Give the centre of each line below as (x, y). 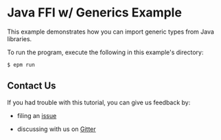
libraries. (20, 38)
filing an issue (37, 115)
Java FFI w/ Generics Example (94, 13)
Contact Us (32, 86)
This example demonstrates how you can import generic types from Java (111, 32)
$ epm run (21, 65)
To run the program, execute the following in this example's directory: (105, 52)
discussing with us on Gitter (56, 129)
